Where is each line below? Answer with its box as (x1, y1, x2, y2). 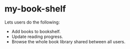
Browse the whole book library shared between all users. (11, 38, 126, 44)
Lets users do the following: (4, 19, 60, 25)
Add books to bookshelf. (11, 28, 61, 34)
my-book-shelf (4, 3, 66, 14)
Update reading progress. (11, 34, 64, 39)
